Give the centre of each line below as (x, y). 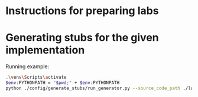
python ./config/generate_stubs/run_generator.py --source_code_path (93, 88)
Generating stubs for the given (82, 38)
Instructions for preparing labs (82, 11)
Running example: (27, 66)
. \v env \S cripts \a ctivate (36, 78)
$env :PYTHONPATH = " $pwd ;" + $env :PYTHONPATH (62, 83)
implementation (45, 50)
